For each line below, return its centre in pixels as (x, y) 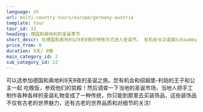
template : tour (25, 23)
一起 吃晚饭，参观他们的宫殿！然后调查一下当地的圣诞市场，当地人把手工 (102, 87)
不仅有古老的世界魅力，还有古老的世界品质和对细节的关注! (79, 102)
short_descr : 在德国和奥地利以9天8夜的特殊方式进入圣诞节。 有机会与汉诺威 (91, 40)
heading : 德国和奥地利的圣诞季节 (43, 34)
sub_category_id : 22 (32, 62)
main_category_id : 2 (32, 57)
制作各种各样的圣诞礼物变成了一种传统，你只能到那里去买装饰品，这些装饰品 (101, 95)
